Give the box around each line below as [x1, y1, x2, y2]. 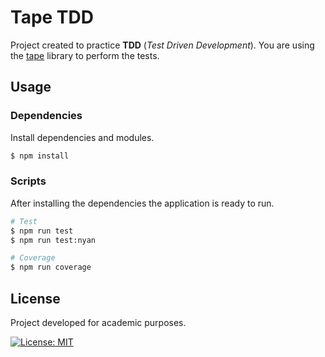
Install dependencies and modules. [10, 131, 155, 143]
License [10, 290, 61, 307]
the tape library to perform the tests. [10, 49, 160, 61]
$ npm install [10, 151, 70, 161]
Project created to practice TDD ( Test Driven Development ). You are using [10, 39, 315, 51]
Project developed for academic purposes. [10, 316, 187, 328]
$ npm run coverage [10, 262, 92, 273]
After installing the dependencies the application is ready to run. [10, 197, 275, 209]
